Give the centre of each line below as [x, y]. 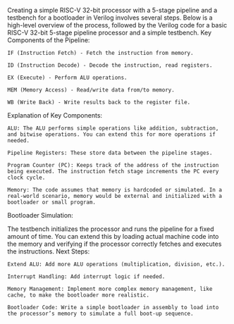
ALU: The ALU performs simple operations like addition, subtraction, [113, 128]
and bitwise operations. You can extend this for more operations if [112, 135]
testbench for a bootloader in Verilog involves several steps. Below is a [110, 18]
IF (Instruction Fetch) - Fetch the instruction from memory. [100, 53]
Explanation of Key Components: [55, 115]
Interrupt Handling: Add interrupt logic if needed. [86, 277]
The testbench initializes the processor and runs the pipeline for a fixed [111, 229]
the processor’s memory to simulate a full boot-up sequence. [100, 313]
